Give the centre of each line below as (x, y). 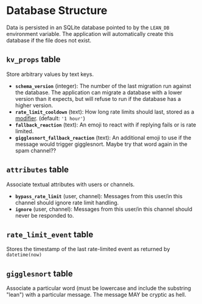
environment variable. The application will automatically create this (90, 33)
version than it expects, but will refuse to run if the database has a (98, 98)
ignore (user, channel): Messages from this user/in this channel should (104, 209)
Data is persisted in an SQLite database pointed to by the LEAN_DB (88, 27)
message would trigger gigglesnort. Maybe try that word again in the (101, 144)
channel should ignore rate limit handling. (67, 202)
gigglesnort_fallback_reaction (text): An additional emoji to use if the (103, 137)
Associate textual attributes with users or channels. (71, 184)
